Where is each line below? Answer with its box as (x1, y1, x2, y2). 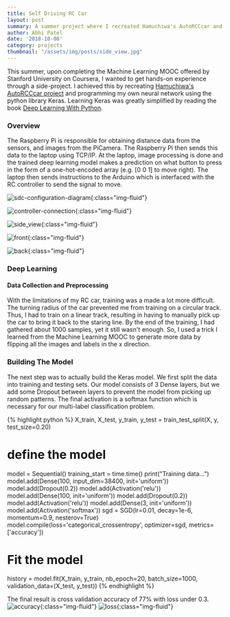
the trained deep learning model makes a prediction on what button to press (7, 159, 222, 167)
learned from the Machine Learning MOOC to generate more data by (7, 333, 201, 341)
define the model (7, 447, 106, 462)
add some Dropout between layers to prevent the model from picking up (7, 388, 211, 396)
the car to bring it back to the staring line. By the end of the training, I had (7, 318, 215, 326)
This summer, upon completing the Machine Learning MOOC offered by (7, 67, 210, 76)
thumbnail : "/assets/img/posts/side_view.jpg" (7, 49, 143, 56)
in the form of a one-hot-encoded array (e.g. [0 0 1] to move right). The (7, 166, 209, 174)
